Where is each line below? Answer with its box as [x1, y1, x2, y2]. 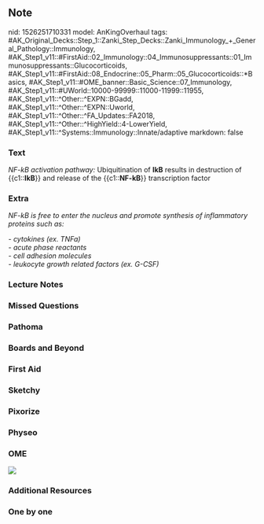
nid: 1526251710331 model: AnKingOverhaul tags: [8, 27, 168, 36]
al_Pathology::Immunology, [8, 43, 96, 54]
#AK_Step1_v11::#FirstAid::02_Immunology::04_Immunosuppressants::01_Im [8, 52, 252, 61]
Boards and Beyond [8, 342, 85, 353]
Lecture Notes [8, 279, 64, 290]
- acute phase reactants [8, 243, 87, 253]
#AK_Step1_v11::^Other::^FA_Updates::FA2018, [8, 110, 156, 120]
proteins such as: [8, 220, 64, 229]
